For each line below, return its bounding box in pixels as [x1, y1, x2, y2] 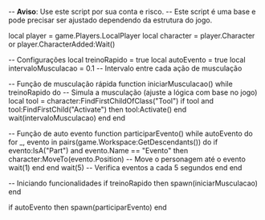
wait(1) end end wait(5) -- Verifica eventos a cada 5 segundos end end [8, 163, 243, 172]
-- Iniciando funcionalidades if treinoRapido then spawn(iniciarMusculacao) [8, 178, 259, 188]
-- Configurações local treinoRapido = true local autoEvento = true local [8, 55, 247, 64]
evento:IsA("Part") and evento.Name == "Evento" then [8, 146, 189, 155]
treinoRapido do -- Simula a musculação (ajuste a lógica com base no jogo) [8, 88, 258, 97]
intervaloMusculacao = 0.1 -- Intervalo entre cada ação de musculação [8, 63, 243, 73]
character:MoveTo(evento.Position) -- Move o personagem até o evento [8, 154, 247, 164]
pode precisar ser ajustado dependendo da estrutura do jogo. [8, 15, 213, 25]
